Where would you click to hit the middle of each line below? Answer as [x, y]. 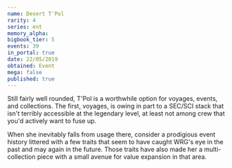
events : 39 [23, 46]
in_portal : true [31, 53]
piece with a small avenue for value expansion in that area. [122, 157]
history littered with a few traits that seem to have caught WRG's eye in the [115, 142]
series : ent [25, 27]
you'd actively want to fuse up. [52, 121]
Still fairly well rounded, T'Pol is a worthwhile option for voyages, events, [112, 99]
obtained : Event [31, 66]
